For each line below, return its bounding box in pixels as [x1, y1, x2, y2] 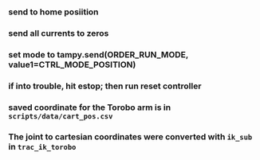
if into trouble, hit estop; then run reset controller [8, 80, 202, 92]
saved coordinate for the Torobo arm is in [8, 102, 171, 113]
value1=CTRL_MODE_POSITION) [8, 59, 136, 70]
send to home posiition [8, 6, 99, 18]
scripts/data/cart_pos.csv [8, 111, 113, 121]
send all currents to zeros [8, 27, 109, 38]
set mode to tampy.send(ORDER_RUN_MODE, [8, 49, 189, 60]
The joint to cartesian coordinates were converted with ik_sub [8, 131, 253, 142]
